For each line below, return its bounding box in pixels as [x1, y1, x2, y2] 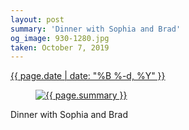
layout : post [10, 14, 65, 25]
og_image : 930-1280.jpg [10, 33, 110, 43]
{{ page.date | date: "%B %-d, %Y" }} [10, 70, 166, 82]
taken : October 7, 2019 [10, 42, 110, 53]
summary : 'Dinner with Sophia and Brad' [10, 24, 182, 34]
